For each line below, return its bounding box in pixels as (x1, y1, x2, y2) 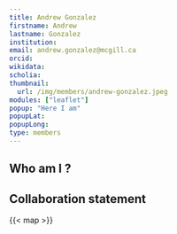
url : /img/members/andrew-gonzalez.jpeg (17, 87, 168, 96)
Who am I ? (9, 161, 72, 176)
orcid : (9, 54, 34, 63)
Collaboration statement (9, 191, 147, 207)
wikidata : (9, 63, 46, 72)
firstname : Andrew (9, 21, 77, 30)
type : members (9, 129, 62, 137)
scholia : (9, 71, 42, 80)
